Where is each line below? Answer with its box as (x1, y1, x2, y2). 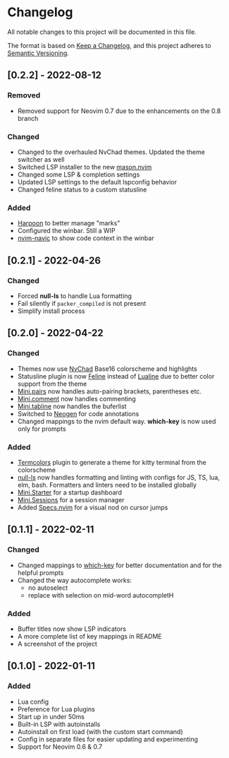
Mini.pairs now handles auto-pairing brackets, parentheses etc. (17, 386, 202, 396)
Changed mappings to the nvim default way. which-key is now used (17, 417, 216, 425)
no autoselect (27, 584, 68, 592)
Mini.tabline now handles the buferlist (17, 402, 127, 410)
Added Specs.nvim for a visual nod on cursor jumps (17, 503, 168, 511)
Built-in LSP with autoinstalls (17, 720, 101, 728)
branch (17, 114, 39, 122)
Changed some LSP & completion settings (17, 170, 140, 179)
